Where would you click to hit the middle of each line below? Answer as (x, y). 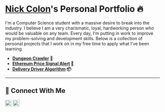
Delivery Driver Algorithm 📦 (42, 69)
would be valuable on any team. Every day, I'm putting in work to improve (79, 33)
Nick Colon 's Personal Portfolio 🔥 (74, 9)
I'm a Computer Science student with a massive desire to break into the (77, 22)
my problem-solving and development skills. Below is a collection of (74, 38)
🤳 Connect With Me (35, 91)
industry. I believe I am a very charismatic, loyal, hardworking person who (80, 28)
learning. (14, 49)
